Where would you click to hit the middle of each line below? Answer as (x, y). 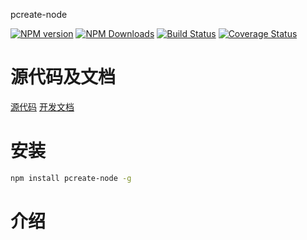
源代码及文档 (63, 77)
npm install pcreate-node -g (71, 178)
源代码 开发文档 (42, 106)
